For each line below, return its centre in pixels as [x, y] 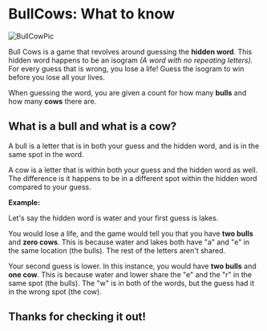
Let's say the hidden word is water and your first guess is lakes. [113, 218]
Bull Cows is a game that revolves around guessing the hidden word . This [130, 51]
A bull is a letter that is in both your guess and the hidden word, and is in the [134, 146]
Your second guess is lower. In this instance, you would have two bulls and [132, 266]
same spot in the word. [46, 154]
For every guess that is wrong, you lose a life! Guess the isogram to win [126, 68]
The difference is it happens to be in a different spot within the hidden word [133, 178]
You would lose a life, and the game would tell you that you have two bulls [131, 233]
